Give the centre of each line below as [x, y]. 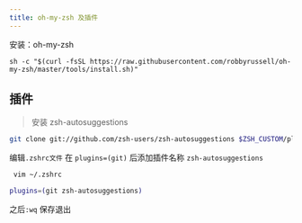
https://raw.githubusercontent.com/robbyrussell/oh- [191, 61]
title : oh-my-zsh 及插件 [54, 18]
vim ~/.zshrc [38, 175]
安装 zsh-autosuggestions [80, 122]
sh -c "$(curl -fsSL [48, 61]
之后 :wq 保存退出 [40, 210]
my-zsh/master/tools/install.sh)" [74, 69]
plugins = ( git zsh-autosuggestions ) [76, 191]
